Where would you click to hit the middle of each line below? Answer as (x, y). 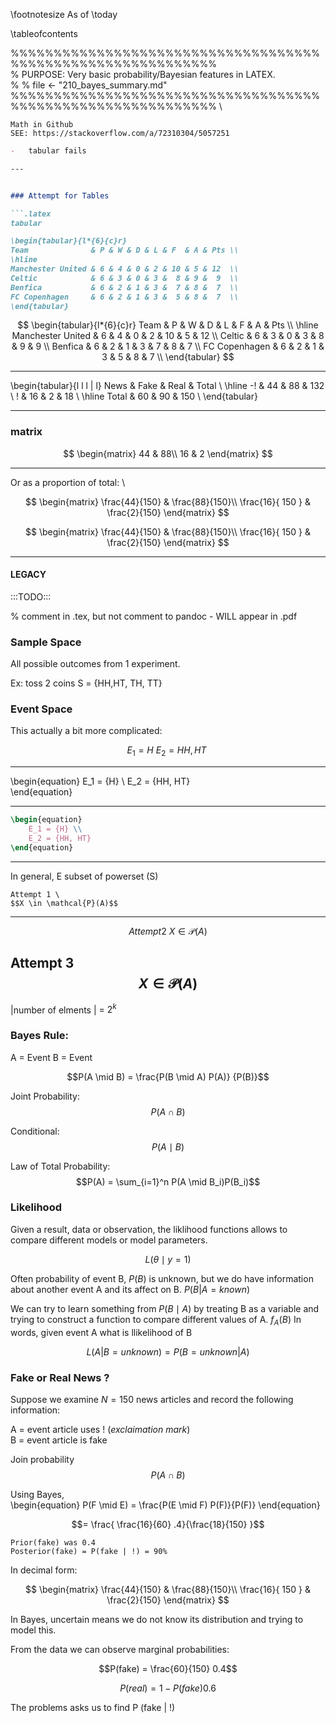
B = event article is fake (59, 1440)
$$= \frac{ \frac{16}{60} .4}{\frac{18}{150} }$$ (168, 1524)
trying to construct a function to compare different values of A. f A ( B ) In (156, 1320)
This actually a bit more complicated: (86, 731)
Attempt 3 (42, 963)
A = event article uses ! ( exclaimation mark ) (100, 1429)
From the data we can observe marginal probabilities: (120, 1649)
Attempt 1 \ (35, 894)
